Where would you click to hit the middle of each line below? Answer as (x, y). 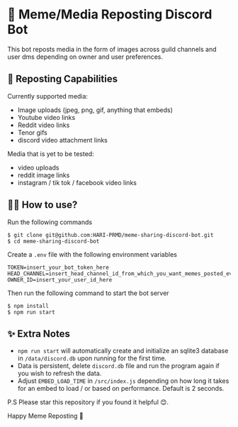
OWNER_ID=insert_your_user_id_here (60, 279)
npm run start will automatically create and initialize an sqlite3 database (123, 351)
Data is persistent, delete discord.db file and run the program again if (118, 366)
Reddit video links (44, 125)
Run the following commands (50, 222)
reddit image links (44, 175)
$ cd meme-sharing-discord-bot (53, 241)
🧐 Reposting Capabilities (63, 79)
